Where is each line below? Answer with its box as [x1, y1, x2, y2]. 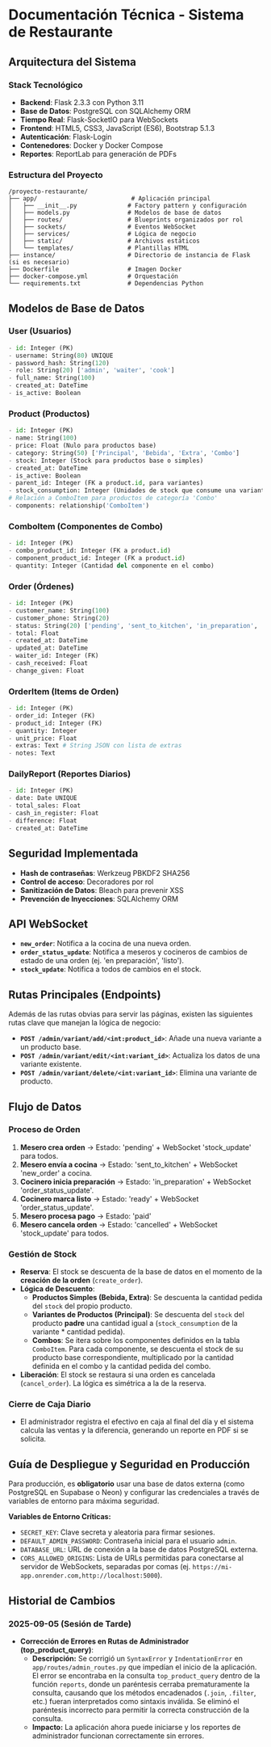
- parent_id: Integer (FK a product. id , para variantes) [8, 479, 204, 487]
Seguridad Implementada [8, 847, 139, 861]
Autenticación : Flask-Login [19, 132, 112, 141]
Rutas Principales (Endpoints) [8, 987, 161, 1001]
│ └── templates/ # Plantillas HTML [8, 244, 190, 252]
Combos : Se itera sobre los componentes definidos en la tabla [31, 1336, 240, 1345]
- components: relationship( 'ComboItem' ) [8, 502, 150, 510]
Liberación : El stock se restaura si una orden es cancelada [19, 1370, 216, 1379]
